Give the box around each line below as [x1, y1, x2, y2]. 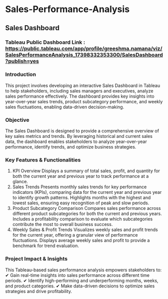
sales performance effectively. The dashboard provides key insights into [5, 93, 154, 99]
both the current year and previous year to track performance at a [12, 173, 149, 179]
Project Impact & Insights [5, 255, 68, 262]
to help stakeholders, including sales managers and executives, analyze [5, 88, 154, 94]
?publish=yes [5, 57, 39, 64]
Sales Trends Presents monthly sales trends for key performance [12, 184, 147, 190]
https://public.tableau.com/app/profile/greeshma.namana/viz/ [5, 45, 162, 52]
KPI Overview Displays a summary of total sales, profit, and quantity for [12, 168, 160, 174]
